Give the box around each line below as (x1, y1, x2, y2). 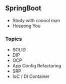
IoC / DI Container (12, 73, 50, 79)
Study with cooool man (12, 17, 60, 23)
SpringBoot (5, 4, 41, 13)
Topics (5, 35, 22, 42)
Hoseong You (12, 23, 41, 29)
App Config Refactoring (12, 63, 61, 69)
